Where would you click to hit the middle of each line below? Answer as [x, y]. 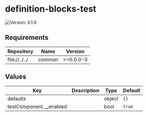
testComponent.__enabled [37, 106]
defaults [17, 99]
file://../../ [18, 59]
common [48, 59]
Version [75, 51]
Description [85, 90]
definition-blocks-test [51, 9]
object [111, 99]
